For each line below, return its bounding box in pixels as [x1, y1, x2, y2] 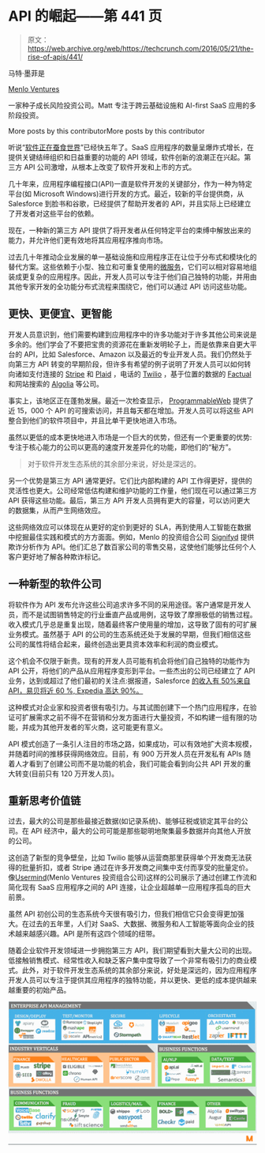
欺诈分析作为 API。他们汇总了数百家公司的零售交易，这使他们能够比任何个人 [8, 542, 256, 552]
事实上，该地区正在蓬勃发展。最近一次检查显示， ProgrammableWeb [8, 396, 231, 405]
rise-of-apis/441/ [27, 52, 84, 62]
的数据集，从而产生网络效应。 [8, 505, 105, 514]
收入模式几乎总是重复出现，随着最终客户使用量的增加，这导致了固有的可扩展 [8, 620, 257, 629]
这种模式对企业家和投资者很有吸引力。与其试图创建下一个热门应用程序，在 [8, 703, 250, 712]
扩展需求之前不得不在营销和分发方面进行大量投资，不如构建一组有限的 [21, 712, 250, 722]
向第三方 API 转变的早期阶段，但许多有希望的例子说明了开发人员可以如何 [8, 359, 244, 368]
